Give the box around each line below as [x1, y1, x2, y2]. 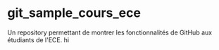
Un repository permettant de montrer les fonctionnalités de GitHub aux [7, 28, 213, 37]
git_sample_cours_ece [7, 5, 141, 21]
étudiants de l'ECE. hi [7, 35, 69, 44]
